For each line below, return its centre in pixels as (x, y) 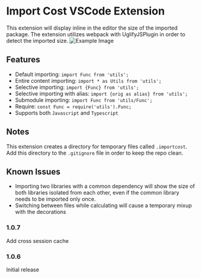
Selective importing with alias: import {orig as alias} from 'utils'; (101, 93)
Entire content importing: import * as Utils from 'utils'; (88, 80)
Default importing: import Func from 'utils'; (72, 74)
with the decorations (40, 212)
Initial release (23, 270)
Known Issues (33, 171)
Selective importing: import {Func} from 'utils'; (77, 87)
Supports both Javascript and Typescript (66, 112)
